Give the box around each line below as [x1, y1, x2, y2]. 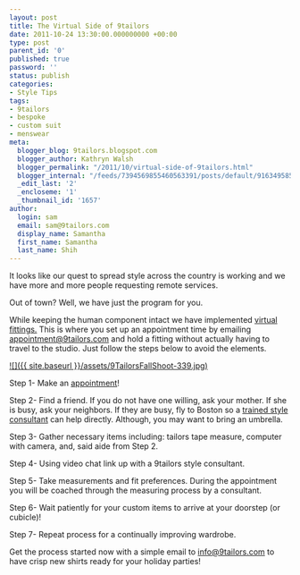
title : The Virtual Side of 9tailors [9, 21, 150, 30]
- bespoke [9, 113, 46, 122]
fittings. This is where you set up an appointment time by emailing [9, 324, 252, 335]
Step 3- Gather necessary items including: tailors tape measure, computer [9, 431, 283, 443]
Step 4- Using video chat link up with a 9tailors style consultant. [9, 458, 246, 469]
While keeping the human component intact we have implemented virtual [9, 315, 279, 326]
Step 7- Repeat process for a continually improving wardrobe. [9, 529, 237, 540]
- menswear [9, 130, 50, 139]
